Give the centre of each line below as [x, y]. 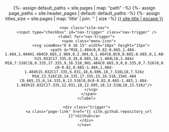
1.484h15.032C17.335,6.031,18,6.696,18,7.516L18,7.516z [84, 72]
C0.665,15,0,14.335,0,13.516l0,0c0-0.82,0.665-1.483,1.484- [84, 81]
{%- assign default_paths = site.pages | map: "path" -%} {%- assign [84, 8]
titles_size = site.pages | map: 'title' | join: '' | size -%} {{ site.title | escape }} [84, 19]
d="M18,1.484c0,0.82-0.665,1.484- [100, 50]
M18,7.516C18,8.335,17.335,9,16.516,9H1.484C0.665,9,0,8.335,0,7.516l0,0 [84, 63]
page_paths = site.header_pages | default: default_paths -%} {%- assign [84, 13]
